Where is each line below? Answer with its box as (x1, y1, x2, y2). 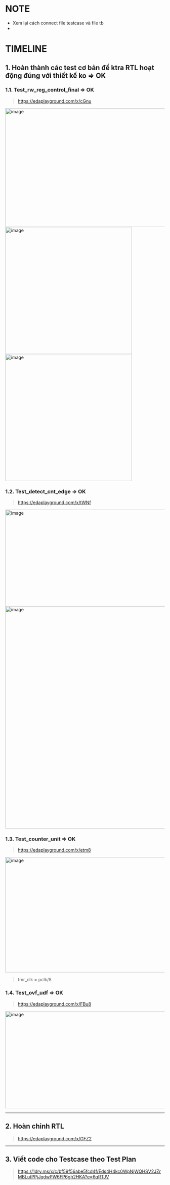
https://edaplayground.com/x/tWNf (17, 500, 91, 506)
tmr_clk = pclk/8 (17, 977, 52, 983)
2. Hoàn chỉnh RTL (5, 1122, 64, 1131)
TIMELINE (5, 43, 47, 55)
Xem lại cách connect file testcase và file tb (12, 20, 104, 26)
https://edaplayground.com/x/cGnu (17, 98, 92, 104)
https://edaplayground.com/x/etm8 (17, 847, 91, 853)
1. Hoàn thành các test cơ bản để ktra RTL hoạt (5, 63, 154, 72)
